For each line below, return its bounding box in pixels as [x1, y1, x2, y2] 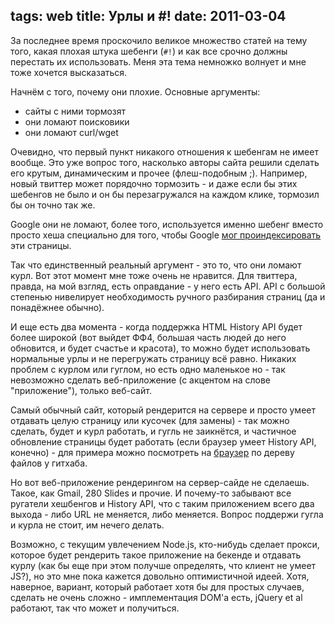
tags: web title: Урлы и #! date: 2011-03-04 [10, 8, 287, 25]
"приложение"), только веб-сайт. [10, 384, 152, 396]
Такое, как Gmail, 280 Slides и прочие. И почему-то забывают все [10, 487, 292, 499]
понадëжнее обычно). [10, 301, 105, 313]
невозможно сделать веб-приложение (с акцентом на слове [10, 374, 272, 386]
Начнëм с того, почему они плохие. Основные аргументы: [10, 85, 261, 98]
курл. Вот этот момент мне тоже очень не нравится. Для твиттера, [10, 269, 298, 281]
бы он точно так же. [10, 199, 96, 211]
